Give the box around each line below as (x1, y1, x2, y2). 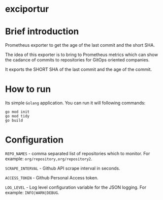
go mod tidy (5, 114, 30, 119)
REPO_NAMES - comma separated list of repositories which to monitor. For (5, 151, 150, 156)
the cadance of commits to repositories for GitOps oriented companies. (5, 57, 150, 63)
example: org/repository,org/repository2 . (5, 156, 93, 162)
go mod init (5, 110, 30, 114)
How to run (5, 84, 51, 95)
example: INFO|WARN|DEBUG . (5, 190, 60, 195)
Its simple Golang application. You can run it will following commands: (5, 100, 146, 106)
